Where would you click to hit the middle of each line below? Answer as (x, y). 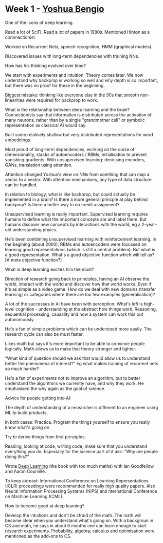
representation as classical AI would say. (46, 125)
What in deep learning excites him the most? (50, 269)
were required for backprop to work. (62, 100)
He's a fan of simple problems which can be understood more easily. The (78, 329)
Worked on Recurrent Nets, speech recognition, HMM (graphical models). (79, 46)
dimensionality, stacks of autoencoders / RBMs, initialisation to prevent (76, 154)
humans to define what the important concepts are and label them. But (76, 219)
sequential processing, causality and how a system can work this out (74, 314)
